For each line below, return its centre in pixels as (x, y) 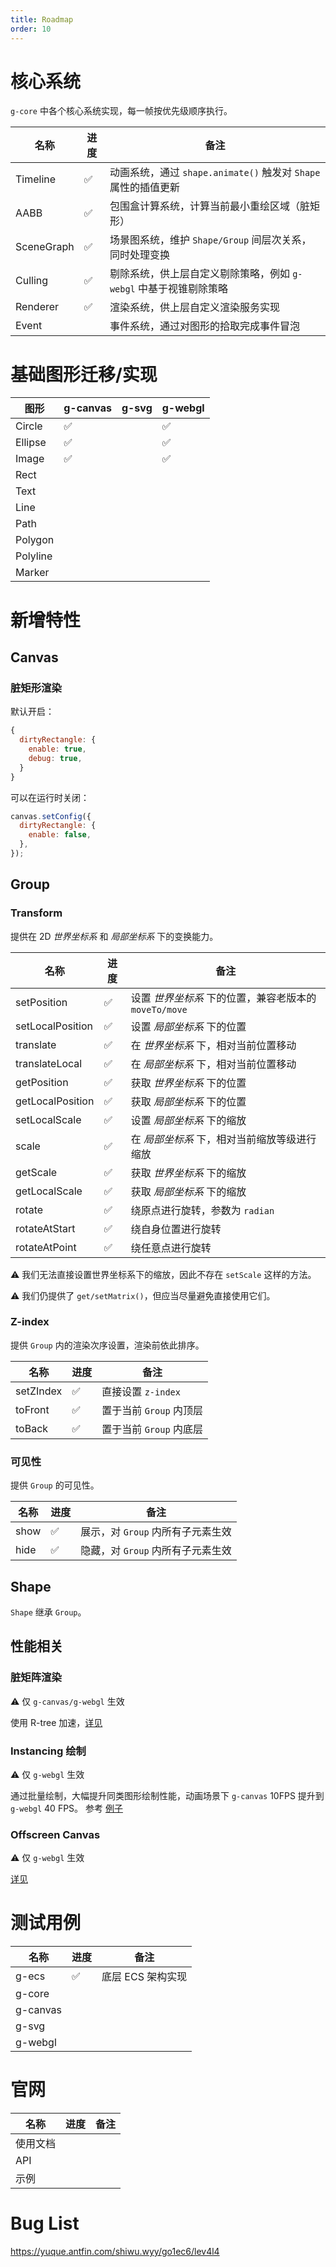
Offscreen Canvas (55, 1834)
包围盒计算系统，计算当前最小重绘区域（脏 (209, 206)
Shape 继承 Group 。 (48, 1612)
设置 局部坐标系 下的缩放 (188, 1120)
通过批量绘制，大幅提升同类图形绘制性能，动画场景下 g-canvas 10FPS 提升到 (167, 1795)
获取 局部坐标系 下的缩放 (188, 1191)
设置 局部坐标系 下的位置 (188, 1026)
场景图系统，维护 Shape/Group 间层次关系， (210, 240)
